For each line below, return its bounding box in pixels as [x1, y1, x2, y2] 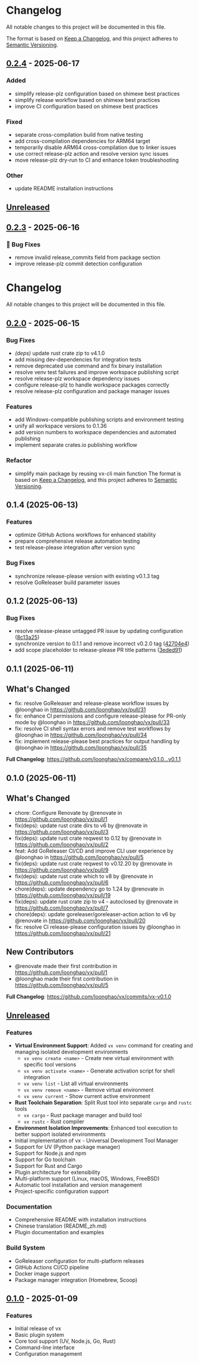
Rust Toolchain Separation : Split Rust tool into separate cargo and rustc [14, 1099, 192, 1107]
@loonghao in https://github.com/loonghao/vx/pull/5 [14, 854, 144, 861]
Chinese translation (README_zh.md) [14, 1222, 107, 1229]
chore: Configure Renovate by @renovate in [14, 809, 122, 816]
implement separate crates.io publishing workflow [14, 441, 138, 449]
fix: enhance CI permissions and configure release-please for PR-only [14, 712, 186, 719]
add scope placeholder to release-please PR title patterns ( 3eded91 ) [14, 647, 182, 654]
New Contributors [6, 947, 74, 957]
